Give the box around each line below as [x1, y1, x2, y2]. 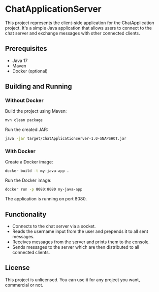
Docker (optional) [12, 68, 48, 74]
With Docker [5, 148, 36, 155]
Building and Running [5, 82, 72, 91]
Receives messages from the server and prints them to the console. [12, 239, 150, 245]
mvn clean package [5, 118, 43, 123]
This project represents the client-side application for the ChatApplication [5, 20, 154, 26]
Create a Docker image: [5, 159, 53, 165]
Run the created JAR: [5, 127, 48, 132]
